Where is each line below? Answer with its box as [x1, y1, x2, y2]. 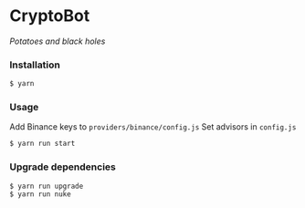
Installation [9, 58, 61, 71]
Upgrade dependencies [9, 161, 116, 173]
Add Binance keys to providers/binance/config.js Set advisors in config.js [9, 121, 297, 132]
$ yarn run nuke [9, 190, 71, 199]
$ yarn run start [9, 139, 76, 149]
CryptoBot [9, 5, 90, 26]
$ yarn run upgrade [9, 182, 84, 191]
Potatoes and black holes [9, 36, 106, 47]
